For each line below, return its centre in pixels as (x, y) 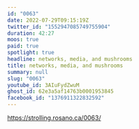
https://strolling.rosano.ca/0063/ (54, 118)
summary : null (28, 72)
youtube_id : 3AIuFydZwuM (43, 85)
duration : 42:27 (31, 33)
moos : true (23, 40)
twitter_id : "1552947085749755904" (59, 26)
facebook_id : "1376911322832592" (56, 98)
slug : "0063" (26, 78)
